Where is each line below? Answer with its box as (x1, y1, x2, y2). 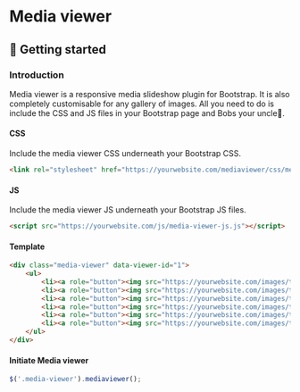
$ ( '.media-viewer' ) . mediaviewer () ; (9, 375, 142, 384)
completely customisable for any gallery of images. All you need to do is (9, 98, 275, 109)
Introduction (9, 69, 64, 81)
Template (9, 241, 46, 252)
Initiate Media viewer (9, 354, 89, 365)
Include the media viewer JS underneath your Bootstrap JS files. (9, 204, 247, 215)
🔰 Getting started (9, 42, 107, 57)
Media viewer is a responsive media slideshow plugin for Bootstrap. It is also (9, 88, 290, 99)
